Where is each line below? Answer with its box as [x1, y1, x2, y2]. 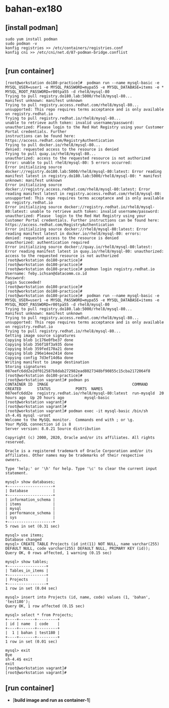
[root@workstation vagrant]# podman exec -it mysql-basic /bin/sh [5, 408, 148, 414]
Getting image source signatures [5, 333, 76, 338]
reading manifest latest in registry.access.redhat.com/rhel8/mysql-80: [5, 191, 162, 196]
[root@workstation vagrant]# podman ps [5, 377, 90, 383]
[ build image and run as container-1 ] [12, 697, 91, 703]
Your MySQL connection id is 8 [5, 422, 71, 427]
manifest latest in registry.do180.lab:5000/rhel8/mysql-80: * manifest [5, 173, 162, 178]
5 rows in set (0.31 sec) [5, 524, 60, 529]
